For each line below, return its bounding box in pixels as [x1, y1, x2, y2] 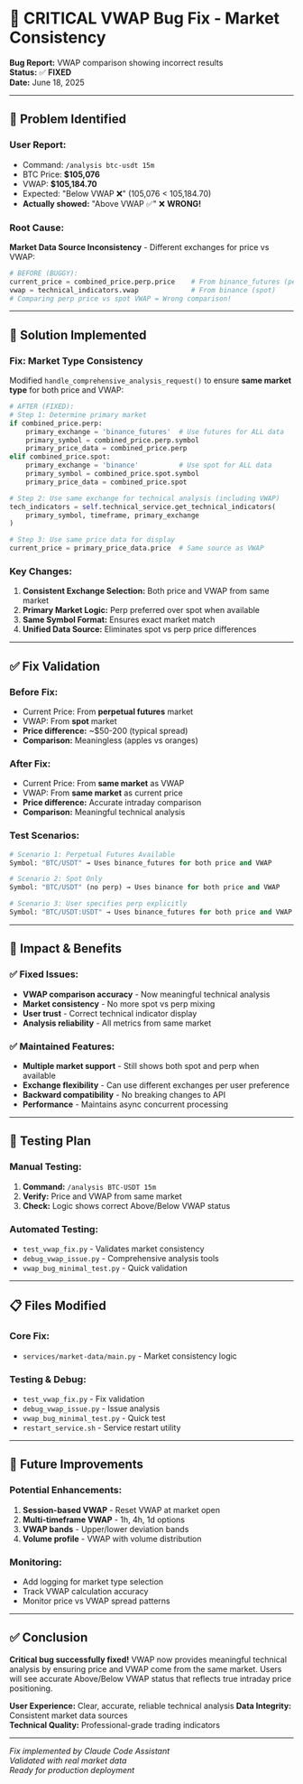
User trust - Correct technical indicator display [22, 1008, 197, 1018]
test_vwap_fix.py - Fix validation [22, 1393, 145, 1404]
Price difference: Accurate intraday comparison [22, 797, 202, 808]
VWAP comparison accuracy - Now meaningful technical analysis [22, 989, 271, 999]
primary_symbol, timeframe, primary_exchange [25, 510, 200, 520]
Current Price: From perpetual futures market [22, 706, 194, 717]
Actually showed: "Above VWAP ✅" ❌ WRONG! [22, 198, 202, 209]
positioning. [9, 1683, 53, 1694]
